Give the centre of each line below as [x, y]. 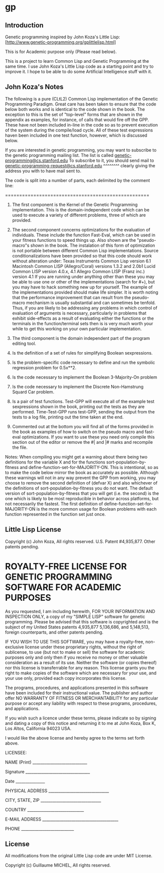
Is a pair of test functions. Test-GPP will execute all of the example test [83, 401]
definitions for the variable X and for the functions [55, 462]
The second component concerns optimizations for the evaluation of [81, 230]
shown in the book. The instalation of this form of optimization [92, 245]
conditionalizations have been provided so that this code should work [82, 256]
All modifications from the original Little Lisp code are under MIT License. [79, 856]
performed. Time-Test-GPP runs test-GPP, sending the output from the [83, 411]
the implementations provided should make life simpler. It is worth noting [85, 292]
